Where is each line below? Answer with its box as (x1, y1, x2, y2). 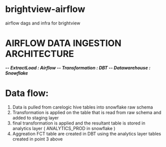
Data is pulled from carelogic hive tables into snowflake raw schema (12, 104, 153, 110)
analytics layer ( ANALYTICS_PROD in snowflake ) (12, 125, 116, 131)
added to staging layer (12, 114, 59, 120)
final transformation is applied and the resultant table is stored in (12, 120, 145, 126)
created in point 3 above (12, 136, 63, 142)
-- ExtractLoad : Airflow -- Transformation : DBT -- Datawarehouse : (5, 64, 151, 70)
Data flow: (5, 87, 49, 99)
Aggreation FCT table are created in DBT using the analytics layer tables (12, 130, 161, 136)
